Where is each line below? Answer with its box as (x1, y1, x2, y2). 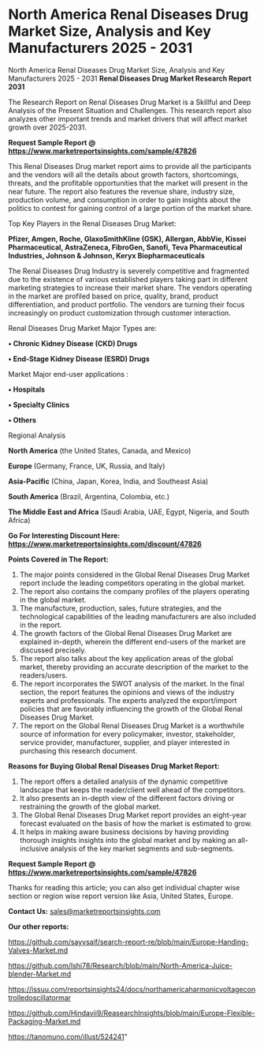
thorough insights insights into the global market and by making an (19, 835, 236, 844)
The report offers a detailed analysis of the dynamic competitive (19, 776, 229, 786)
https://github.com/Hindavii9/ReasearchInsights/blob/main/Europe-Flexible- (8, 1008, 256, 1017)
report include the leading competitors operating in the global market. (19, 578, 246, 588)
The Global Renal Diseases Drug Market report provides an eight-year (19, 810, 247, 819)
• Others (8, 415, 37, 424)
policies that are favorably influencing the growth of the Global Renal (19, 704, 243, 713)
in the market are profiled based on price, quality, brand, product (8, 291, 219, 301)
